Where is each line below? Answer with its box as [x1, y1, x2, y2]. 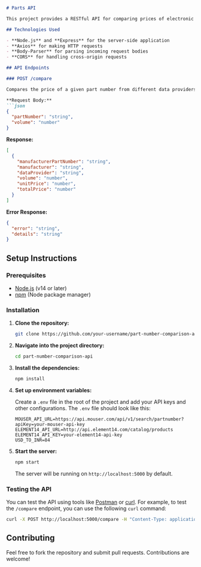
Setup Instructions [6, 253, 77, 263]
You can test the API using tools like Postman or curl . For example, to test [6, 499, 187, 506]
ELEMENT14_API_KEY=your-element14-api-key [14, 432, 123, 438]
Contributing [6, 533, 55, 543]
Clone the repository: [14, 319, 69, 327]
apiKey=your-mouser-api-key [14, 421, 85, 427]
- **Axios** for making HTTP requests [6, 43, 103, 49]
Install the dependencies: [14, 364, 80, 371]
